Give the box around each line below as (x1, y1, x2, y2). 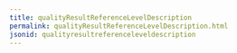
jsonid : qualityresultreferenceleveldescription (9, 30, 196, 39)
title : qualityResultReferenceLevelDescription (9, 13, 193, 22)
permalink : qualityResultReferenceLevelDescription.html (9, 22, 229, 31)
